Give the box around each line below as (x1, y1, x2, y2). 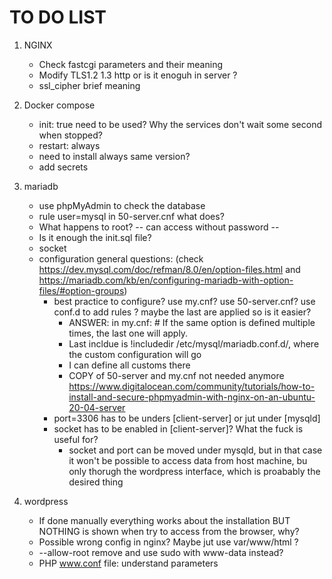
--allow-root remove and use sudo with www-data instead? (38, 546, 284, 558)
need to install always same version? (38, 150, 191, 162)
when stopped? (38, 129, 103, 141)
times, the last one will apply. (68, 327, 189, 339)
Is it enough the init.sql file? (38, 231, 152, 243)
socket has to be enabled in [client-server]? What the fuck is (53, 422, 304, 435)
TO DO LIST (9, 6, 107, 29)
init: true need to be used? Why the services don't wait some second (38, 118, 323, 130)
